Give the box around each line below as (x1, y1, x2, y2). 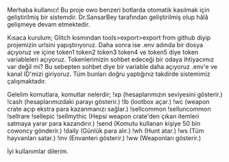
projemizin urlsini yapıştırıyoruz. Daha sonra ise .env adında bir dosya (7, 41, 204, 49)
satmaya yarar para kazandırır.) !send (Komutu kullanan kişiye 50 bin (7, 120, 201, 127)
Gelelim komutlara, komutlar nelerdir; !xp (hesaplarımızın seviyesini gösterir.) (7, 90, 223, 98)
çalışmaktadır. (7, 77, 47, 85)
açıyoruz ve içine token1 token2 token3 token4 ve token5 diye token (7, 48, 199, 56)
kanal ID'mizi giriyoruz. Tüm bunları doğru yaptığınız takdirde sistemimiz (7, 70, 210, 78)
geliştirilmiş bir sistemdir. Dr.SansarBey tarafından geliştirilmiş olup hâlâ (7, 13, 208, 21)
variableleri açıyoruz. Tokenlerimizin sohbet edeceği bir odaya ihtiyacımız (7, 55, 215, 64)
